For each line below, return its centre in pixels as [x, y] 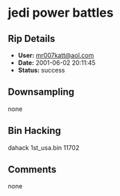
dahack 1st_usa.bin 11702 [44, 147]
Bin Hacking [35, 131]
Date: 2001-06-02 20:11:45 [57, 63]
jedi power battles [61, 13]
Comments [32, 170]
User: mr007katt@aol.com [56, 55]
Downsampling [41, 92]
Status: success [41, 70]
